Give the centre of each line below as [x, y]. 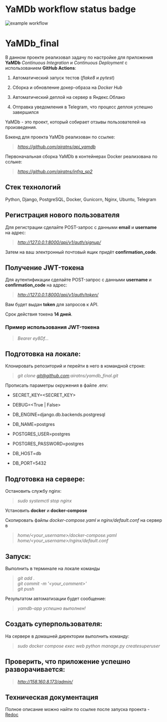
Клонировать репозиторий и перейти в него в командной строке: [75, 366]
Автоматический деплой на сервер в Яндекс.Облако [69, 97]
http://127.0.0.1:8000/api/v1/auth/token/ [58, 295]
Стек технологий [33, 187]
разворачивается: [35, 670]
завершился [25, 112]
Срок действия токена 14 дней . [39, 314]
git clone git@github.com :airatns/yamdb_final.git [68, 376]
